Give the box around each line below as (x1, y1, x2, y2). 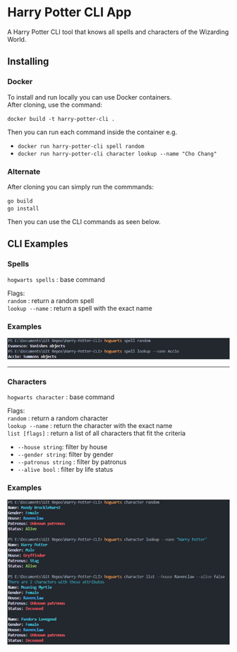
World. (7, 35, 27, 43)
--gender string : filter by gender (17, 450, 114, 459)
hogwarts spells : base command (7, 275, 105, 283)
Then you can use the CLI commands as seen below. (7, 217, 161, 226)
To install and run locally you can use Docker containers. (7, 93, 172, 101)
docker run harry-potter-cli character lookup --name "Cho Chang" (17, 150, 217, 158)
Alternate (7, 167, 41, 177)
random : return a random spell (7, 296, 94, 304)
